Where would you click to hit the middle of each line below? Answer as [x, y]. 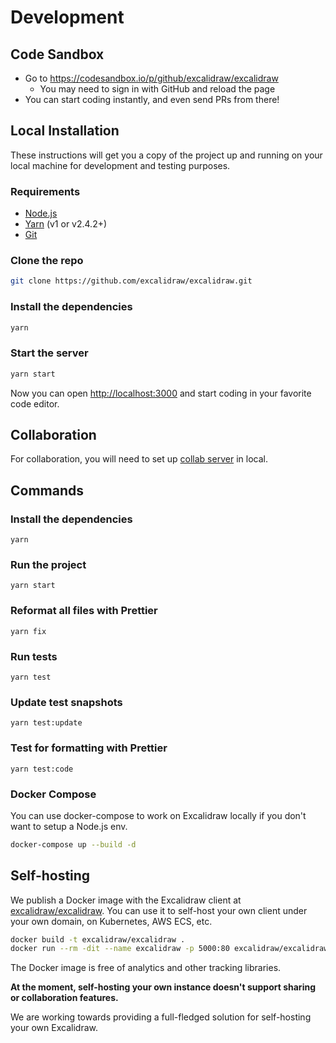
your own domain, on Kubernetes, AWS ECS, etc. [111, 921]
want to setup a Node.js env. [69, 826]
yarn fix [28, 631]
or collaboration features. [64, 998]
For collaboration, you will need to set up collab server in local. [139, 459]
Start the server [49, 353]
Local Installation [65, 131]
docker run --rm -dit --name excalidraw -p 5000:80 [120, 949]
